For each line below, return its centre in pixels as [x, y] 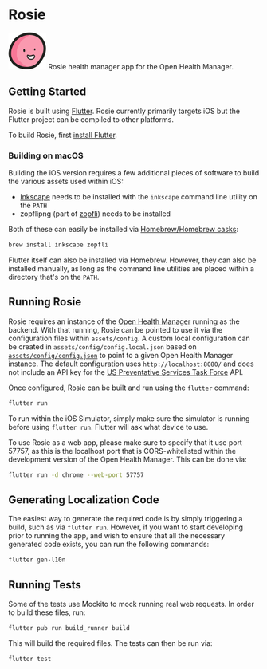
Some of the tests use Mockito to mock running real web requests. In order [132, 604]
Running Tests [45, 585]
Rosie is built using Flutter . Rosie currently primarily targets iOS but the [124, 111]
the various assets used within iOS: [66, 182]
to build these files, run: [47, 612]
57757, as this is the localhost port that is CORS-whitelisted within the [122, 451]
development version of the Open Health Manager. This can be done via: [128, 459]
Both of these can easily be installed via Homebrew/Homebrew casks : [124, 230]
